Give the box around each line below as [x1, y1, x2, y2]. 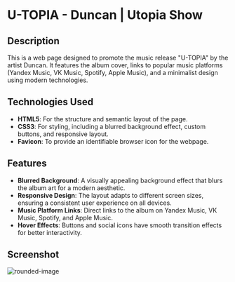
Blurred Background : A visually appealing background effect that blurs [17, 176, 223, 184]
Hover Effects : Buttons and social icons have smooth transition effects [17, 221, 222, 229]
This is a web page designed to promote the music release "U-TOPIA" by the [7, 53, 229, 62]
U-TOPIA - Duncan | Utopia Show [7, 7, 203, 23]
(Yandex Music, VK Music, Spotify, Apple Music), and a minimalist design [7, 69, 219, 76]
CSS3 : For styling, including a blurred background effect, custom [17, 122, 206, 130]
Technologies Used [7, 96, 93, 108]
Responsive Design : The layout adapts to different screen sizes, [17, 191, 204, 199]
